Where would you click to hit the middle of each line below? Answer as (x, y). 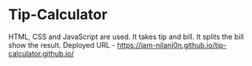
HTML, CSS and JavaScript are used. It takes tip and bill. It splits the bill (126, 37)
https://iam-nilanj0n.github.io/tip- (172, 45)
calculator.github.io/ (41, 53)
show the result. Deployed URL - (62, 45)
